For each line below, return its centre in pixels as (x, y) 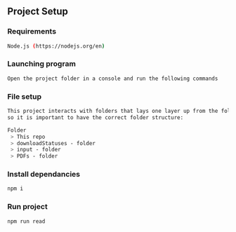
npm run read (26, 221)
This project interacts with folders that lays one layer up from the (113, 111)
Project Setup (38, 12)
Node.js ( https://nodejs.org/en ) (56, 46)
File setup (25, 96)
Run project (27, 207)
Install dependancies (44, 175)
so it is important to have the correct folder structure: (96, 117)
